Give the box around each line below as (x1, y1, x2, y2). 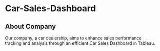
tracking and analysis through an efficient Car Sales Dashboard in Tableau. (5, 40, 155, 46)
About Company (5, 22, 56, 31)
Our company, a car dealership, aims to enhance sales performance (5, 35, 141, 41)
